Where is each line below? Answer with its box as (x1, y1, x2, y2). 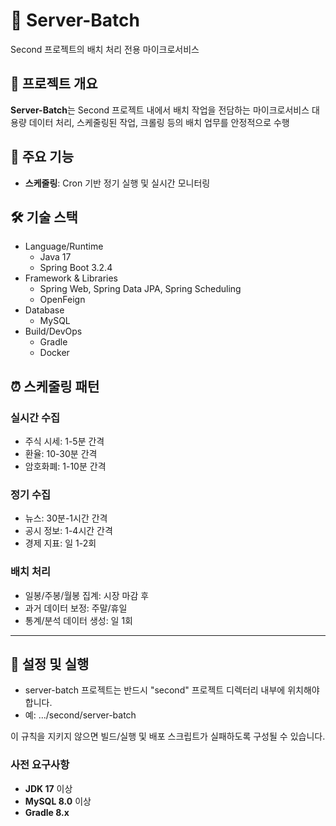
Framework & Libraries (24, 272, 118, 284)
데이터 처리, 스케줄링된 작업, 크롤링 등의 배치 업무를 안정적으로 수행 (28, 116, 290, 128)
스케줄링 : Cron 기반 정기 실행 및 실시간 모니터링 (24, 177, 211, 189)
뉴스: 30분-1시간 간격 (24, 512, 108, 524)
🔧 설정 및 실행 (10, 656, 90, 673)
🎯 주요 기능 (10, 149, 75, 166)
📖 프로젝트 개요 (10, 75, 98, 93)
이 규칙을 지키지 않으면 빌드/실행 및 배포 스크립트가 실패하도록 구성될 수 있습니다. (10, 730, 326, 743)
